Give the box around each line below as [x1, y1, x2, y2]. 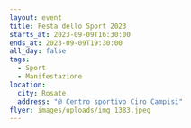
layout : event [9, 13, 63, 23]
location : [9, 80, 47, 89]
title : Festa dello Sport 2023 [9, 22, 127, 31]
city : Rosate [17, 88, 67, 97]
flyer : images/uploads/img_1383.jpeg [9, 105, 151, 114]
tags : [9, 55, 30, 64]
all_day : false [9, 47, 67, 56]
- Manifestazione [17, 72, 83, 81]
